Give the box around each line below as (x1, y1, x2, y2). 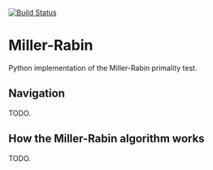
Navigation (8, 86, 65, 101)
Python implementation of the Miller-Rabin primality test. (8, 63, 198, 72)
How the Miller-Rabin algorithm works (8, 132, 205, 146)
